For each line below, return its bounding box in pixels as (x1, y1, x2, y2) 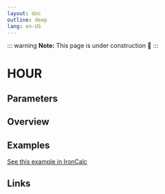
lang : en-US (7, 23, 41, 29)
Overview (7, 116, 50, 128)
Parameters (7, 93, 58, 104)
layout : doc (7, 10, 41, 17)
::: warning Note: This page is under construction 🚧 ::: (7, 42, 159, 50)
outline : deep (7, 16, 48, 23)
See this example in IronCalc (7, 158, 88, 166)
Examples (7, 139, 50, 151)
